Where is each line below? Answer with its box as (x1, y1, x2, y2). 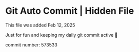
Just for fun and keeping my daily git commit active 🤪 (5, 32, 118, 38)
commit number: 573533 (5, 41, 57, 48)
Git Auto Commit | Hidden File (5, 5, 134, 17)
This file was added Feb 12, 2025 (5, 22, 75, 28)
